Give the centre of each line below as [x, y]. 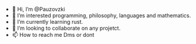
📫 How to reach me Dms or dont [53, 35]
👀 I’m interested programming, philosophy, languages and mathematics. [101, 15]
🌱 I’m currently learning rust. [47, 22]
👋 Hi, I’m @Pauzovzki [38, 9]
